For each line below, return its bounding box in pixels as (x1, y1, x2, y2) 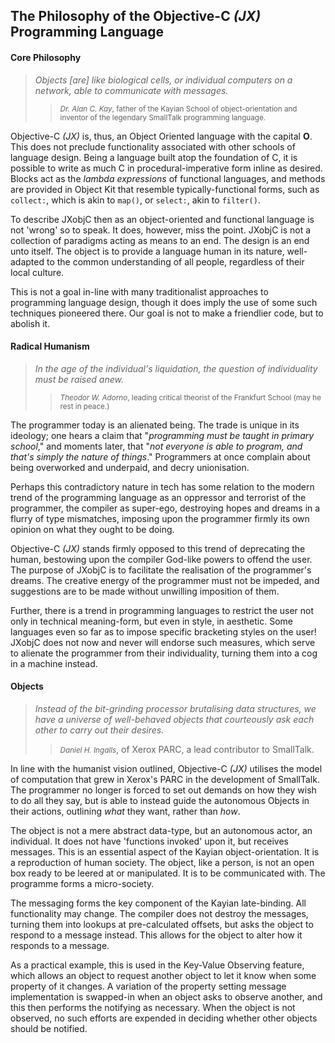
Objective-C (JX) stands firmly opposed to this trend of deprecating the (10, 542, 306, 554)
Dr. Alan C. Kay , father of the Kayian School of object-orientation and (59, 104, 298, 114)
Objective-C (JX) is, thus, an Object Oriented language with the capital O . (10, 130, 313, 142)
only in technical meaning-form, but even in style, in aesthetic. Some (10, 615, 293, 627)
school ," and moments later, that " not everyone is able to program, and (10, 440, 303, 452)
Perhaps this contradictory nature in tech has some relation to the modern (10, 480, 315, 493)
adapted (10, 255, 45, 268)
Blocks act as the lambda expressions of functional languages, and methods (10, 172, 326, 184)
